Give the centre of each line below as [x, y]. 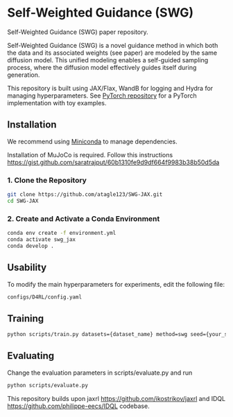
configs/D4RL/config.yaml [44, 297]
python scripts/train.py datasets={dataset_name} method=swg [97, 335]
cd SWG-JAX [23, 201]
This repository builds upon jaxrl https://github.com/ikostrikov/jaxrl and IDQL [116, 398]
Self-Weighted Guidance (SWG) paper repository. [78, 32]
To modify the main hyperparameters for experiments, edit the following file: [116, 284]
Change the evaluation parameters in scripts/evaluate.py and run [100, 373]
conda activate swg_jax [42, 239]
